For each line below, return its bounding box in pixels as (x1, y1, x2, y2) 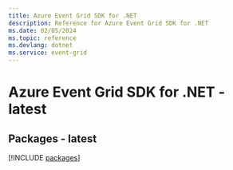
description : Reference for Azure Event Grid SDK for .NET (8, 19, 209, 27)
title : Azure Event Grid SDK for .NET (8, 11, 137, 20)
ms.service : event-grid (8, 49, 88, 57)
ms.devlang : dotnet (8, 42, 73, 49)
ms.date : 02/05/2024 (8, 26, 77, 34)
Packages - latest (8, 132, 97, 145)
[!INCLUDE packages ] (8, 153, 81, 162)
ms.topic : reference (8, 34, 77, 42)
